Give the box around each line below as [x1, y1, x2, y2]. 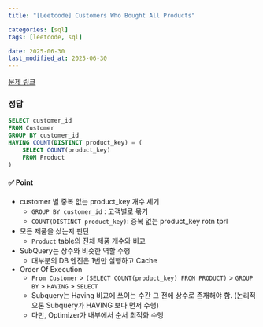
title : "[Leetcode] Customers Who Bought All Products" [8, 11, 195, 20]
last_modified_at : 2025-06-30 [8, 54, 108, 63]
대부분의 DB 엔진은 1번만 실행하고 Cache [31, 255, 157, 265]
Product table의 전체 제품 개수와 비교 [31, 236, 146, 245]
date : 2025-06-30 [8, 47, 65, 55]
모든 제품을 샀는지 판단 [19, 226, 90, 236]
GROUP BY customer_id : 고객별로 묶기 [31, 206, 148, 216]
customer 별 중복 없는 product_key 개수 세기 [19, 197, 160, 206]
